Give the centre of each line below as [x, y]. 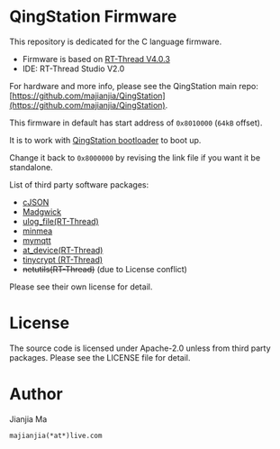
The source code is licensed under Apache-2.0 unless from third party [140, 348]
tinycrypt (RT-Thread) [63, 260]
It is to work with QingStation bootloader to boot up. [105, 140]
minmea [37, 231]
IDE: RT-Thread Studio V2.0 [73, 69]
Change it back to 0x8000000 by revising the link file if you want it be [135, 157]
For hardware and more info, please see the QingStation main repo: [134, 86]
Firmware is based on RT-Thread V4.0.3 [96, 59]
